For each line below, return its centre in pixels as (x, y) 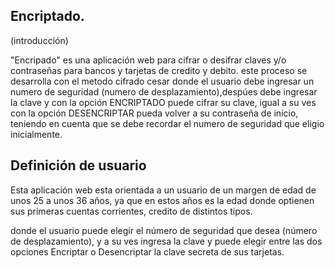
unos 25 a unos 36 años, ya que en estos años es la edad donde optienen (162, 200)
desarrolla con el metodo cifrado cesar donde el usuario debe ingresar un (162, 81)
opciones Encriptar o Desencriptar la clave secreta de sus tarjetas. (147, 251)
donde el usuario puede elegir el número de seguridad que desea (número (164, 230)
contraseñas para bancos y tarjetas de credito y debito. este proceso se (159, 70)
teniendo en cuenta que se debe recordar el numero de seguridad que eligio (167, 123)
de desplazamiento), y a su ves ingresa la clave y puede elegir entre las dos (166, 241)
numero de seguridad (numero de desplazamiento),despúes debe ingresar (164, 91)
